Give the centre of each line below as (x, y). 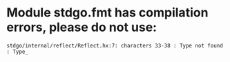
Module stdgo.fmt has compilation (107, 13)
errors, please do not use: (82, 27)
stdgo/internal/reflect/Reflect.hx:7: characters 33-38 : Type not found (115, 45)
